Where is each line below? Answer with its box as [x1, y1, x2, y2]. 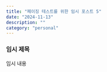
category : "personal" [6, 25, 59, 31]
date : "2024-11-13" [6, 14, 54, 20]
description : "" [6, 19, 46, 25]
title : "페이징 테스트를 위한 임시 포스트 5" [6, 8, 102, 15]
